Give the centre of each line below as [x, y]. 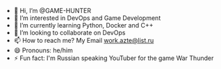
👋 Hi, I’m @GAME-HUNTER [52, 11]
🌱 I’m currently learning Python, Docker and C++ [83, 25]
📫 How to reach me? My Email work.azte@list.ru [84, 40]
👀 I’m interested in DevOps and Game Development [87, 18]
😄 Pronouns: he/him [43, 50]
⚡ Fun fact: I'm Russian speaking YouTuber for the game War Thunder [114, 58]
